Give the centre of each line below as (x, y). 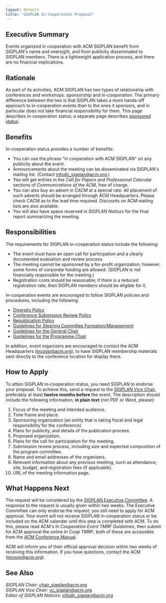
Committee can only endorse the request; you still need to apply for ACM (80, 511)
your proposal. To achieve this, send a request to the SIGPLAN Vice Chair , (81, 389)
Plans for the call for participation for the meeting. (64, 441)
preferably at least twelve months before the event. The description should (83, 395)
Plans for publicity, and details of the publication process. (71, 430)
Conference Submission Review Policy (52, 315)
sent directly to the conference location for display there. (64, 356)
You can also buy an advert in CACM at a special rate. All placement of (85, 190)
